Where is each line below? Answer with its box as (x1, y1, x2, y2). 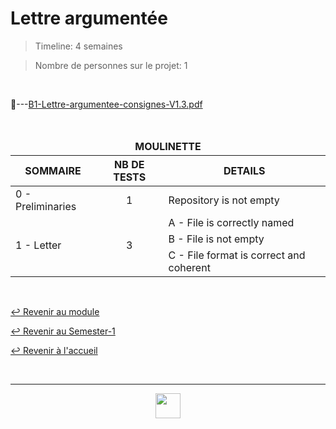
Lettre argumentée (10, 7, 168, 30)
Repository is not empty (168, 193, 280, 207)
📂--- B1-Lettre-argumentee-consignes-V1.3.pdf (10, 98, 203, 110)
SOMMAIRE (24, 163, 82, 177)
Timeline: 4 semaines (34, 40, 123, 52)
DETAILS (223, 163, 266, 177)
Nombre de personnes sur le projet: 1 (34, 59, 188, 71)
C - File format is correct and (168, 248, 306, 262)
